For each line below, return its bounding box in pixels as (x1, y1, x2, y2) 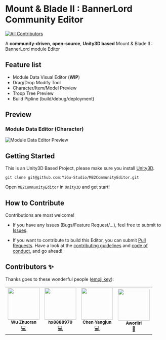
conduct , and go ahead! (12, 248, 63, 254)
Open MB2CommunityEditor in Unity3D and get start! (5, 184, 110, 190)
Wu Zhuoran (11, 319, 37, 325)
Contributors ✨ (5, 262, 54, 271)
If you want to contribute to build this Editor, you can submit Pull (12, 237, 146, 244)
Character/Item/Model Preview (12, 85, 77, 91)
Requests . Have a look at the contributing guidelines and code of (12, 243, 148, 249)
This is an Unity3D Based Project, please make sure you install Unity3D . (5, 165, 155, 172)
